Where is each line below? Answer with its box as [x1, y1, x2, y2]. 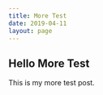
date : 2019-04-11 [8, 19, 67, 27]
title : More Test [8, 11, 67, 20]
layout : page [8, 27, 53, 35]
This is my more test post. [8, 78, 95, 88]
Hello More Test [8, 56, 90, 70]
